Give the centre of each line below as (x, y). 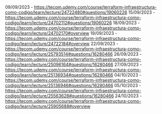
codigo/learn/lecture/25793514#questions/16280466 (59, 54)
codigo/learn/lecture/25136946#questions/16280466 (59, 85)
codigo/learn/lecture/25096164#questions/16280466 (59, 64)
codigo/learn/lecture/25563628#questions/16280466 (60, 96)
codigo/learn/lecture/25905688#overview (48, 106)
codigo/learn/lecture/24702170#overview (47, 33)
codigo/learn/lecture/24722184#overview (48, 43)
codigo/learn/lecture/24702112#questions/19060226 (59, 23)
